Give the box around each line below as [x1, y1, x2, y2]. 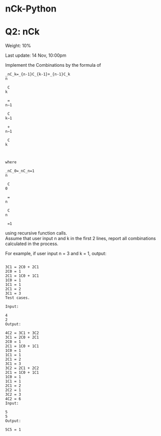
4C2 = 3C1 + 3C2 [5, 331, 39, 336]
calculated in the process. [5, 241, 58, 247]
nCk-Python [5, 3, 56, 15]
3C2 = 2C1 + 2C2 [5, 366, 39, 371]
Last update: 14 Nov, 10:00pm [5, 52, 66, 58]
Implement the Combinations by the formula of [5, 62, 101, 68]
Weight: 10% [5, 43, 31, 49]
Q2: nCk [5, 26, 40, 38]
